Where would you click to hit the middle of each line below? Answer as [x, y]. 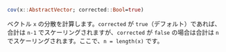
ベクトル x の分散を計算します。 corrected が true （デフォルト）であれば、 [114, 23]
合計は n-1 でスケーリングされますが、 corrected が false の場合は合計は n [113, 32]
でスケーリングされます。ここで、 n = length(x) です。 [85, 40]
